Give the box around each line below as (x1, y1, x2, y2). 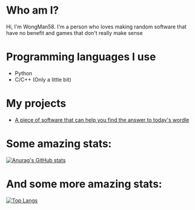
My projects (6, 97, 66, 110)
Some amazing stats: (6, 137, 112, 150)
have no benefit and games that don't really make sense (6, 29, 143, 36)
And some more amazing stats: (6, 177, 162, 190)
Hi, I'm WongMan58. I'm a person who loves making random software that (6, 23, 187, 30)
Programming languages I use (6, 50, 157, 64)
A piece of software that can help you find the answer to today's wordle (14, 116, 190, 123)
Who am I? (6, 4, 59, 17)
